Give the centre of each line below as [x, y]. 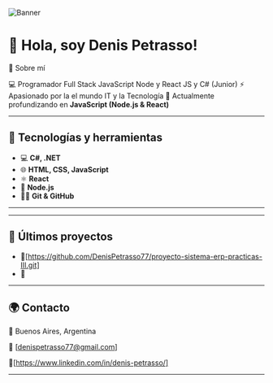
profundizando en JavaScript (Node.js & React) [89, 104]
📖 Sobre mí [27, 67]
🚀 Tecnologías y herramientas [85, 138]
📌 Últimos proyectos [61, 237]
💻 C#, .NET [40, 158]
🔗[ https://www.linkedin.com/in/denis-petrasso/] [89, 363]
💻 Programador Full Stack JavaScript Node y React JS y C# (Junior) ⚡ [127, 84]
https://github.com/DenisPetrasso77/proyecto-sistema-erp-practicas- [145, 256]
